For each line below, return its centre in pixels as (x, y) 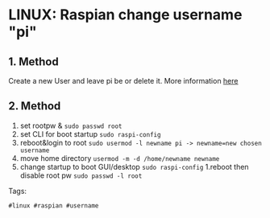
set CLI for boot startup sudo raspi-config (90, 134)
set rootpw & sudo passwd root (71, 125)
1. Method (33, 62)
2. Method (35, 106)
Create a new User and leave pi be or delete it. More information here (123, 81)
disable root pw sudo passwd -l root (81, 175)
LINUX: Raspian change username (125, 15)
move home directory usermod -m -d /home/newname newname (120, 158)
